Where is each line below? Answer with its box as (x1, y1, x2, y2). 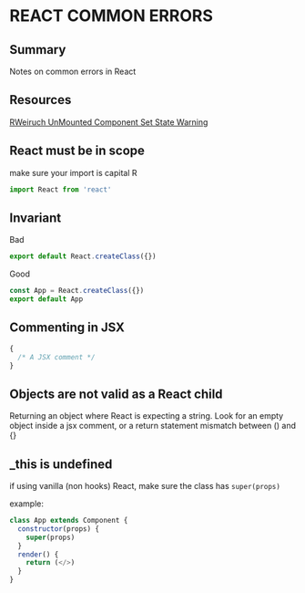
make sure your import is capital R (9, 167, 138, 178)
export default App (9, 295, 84, 304)
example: (9, 498, 44, 509)
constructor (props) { (17, 524, 100, 534)
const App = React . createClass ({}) (9, 286, 145, 296)
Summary (9, 42, 66, 57)
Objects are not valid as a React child (9, 386, 223, 401)
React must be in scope (9, 143, 146, 159)
